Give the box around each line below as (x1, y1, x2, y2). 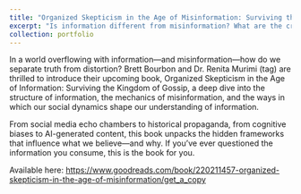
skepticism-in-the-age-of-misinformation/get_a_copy (9, 174, 206, 185)
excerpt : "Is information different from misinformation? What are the (9, 21, 282, 30)
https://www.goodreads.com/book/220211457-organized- (65, 164, 280, 175)
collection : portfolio (9, 30, 94, 38)
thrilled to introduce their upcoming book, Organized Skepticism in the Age (9, 73, 285, 84)
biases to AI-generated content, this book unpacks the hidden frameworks (9, 129, 285, 139)
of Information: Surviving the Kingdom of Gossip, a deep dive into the (9, 82, 266, 94)
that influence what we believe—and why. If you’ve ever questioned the (9, 138, 273, 148)
